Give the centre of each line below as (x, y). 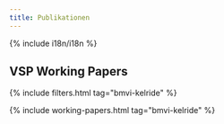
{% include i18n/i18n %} (53, 43)
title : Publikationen (50, 18)
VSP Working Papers (69, 71)
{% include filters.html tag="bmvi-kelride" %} (93, 93)
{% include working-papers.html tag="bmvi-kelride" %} (112, 111)
